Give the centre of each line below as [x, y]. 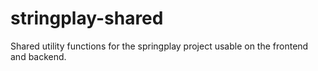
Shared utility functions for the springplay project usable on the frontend [159, 46]
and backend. [38, 56]
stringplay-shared [87, 18]
